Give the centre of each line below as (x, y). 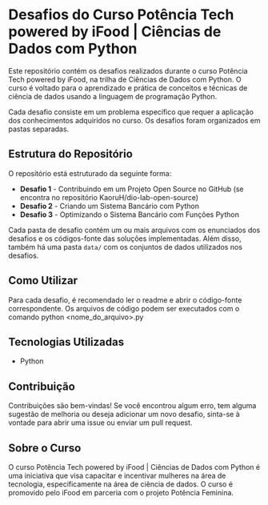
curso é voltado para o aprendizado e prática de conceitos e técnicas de (128, 88)
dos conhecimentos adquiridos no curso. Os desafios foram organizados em (134, 120)
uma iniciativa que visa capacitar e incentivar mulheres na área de (117, 475)
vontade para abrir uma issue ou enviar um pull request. (100, 423)
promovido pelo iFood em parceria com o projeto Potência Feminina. (121, 493)
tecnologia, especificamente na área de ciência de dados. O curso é (121, 484)
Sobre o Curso (45, 448)
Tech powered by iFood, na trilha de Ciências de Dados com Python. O (125, 79)
